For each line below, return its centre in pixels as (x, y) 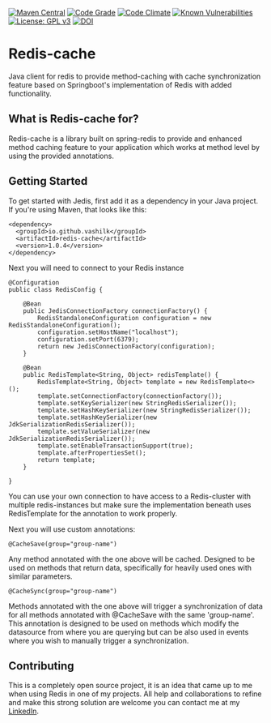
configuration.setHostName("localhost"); (108, 332)
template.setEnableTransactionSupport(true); (116, 446)
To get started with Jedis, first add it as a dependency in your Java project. (133, 201)
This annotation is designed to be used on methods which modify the (124, 623)
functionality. (30, 93)
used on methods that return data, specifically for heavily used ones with (130, 567)
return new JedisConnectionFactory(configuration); (127, 346)
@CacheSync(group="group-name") (63, 591)
